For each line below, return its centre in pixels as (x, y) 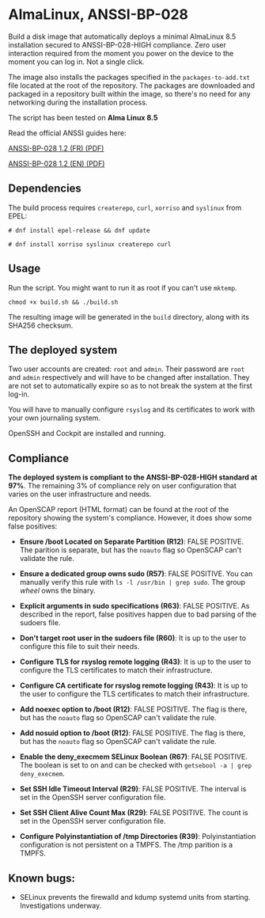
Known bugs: (42, 878)
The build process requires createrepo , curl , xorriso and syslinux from (125, 207)
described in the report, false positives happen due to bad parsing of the (138, 614)
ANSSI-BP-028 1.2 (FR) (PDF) (56, 148)
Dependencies (45, 189)
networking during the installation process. (78, 102)
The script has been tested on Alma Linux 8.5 (83, 117)
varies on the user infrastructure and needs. (80, 494)
